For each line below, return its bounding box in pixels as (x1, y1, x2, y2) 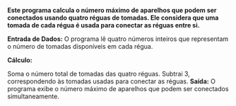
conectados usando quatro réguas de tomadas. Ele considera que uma (7, 13, 219, 22)
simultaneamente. (7, 92, 60, 100)
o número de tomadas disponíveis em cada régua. (7, 42, 153, 50)
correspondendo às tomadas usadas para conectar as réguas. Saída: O (7, 77, 216, 86)
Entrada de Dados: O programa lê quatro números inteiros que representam (7, 35, 229, 43)
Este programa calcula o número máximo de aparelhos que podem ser (7, 6, 217, 14)
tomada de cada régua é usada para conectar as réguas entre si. (7, 21, 200, 29)
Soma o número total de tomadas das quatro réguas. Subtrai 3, (7, 70, 191, 78)
